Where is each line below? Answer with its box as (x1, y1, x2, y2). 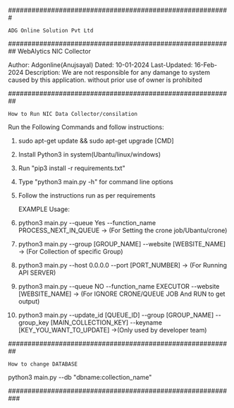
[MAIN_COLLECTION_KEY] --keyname (50, 318, 163, 327)
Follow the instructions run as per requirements (18, 191, 156, 200)
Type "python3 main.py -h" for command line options (18, 178, 173, 186)
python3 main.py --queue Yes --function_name (18, 219, 156, 227)
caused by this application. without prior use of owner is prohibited (8, 76, 203, 84)
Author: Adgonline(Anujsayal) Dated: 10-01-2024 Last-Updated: (8, 61, 193, 69)
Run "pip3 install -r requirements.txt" (18, 164, 125, 172)
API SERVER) (18, 268, 56, 277)
